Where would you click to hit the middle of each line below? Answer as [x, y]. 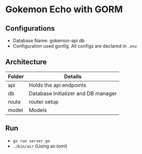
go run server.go [31, 141]
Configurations [30, 28]
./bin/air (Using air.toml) [40, 146]
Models [38, 110]
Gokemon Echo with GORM [64, 9]
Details [73, 76]
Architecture [26, 62]
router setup [44, 102]
